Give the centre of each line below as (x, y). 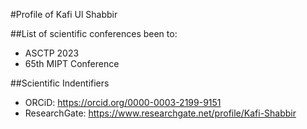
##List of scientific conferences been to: (94, 33)
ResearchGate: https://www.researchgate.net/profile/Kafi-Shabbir (160, 113)
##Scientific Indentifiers (60, 83)
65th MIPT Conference (72, 63)
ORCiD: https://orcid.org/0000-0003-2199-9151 (123, 102)
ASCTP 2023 (52, 53)
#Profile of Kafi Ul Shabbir (64, 14)
